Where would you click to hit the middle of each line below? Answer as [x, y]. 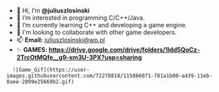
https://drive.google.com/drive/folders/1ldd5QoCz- [124, 50]
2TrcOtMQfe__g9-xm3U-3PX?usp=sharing [79, 57]
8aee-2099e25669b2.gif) [41, 82]
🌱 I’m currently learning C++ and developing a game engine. [102, 25]
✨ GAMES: [32, 50]
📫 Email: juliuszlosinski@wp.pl [61, 40]
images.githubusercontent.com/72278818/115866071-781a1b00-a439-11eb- [109, 76]
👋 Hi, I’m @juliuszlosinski [53, 11]
